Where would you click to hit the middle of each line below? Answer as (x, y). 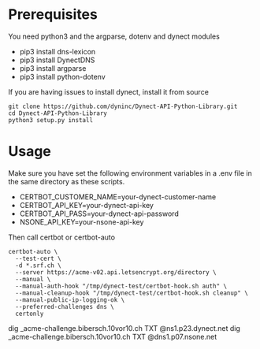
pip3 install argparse (53, 68)
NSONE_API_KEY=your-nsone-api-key (82, 221)
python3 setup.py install (50, 120)
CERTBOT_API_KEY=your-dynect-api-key (86, 205)
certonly (30, 314)
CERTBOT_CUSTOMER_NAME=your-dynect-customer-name (118, 197)
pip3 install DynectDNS (57, 60)
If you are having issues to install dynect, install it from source (108, 91)
